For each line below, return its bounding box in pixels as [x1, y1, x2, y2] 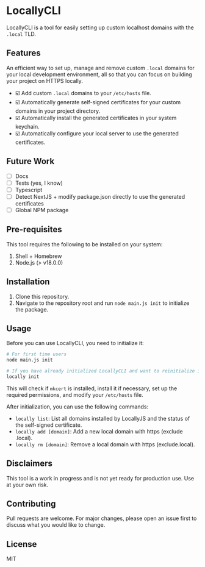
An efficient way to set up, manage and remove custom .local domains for [6, 64, 195, 71]
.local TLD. [6, 30, 37, 37]
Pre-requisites [6, 224, 62, 235]
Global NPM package [15, 206, 69, 213]
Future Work [6, 156, 55, 166]
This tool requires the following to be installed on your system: [6, 240, 163, 248]
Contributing [6, 499, 56, 509]
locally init [6, 373, 40, 380]
